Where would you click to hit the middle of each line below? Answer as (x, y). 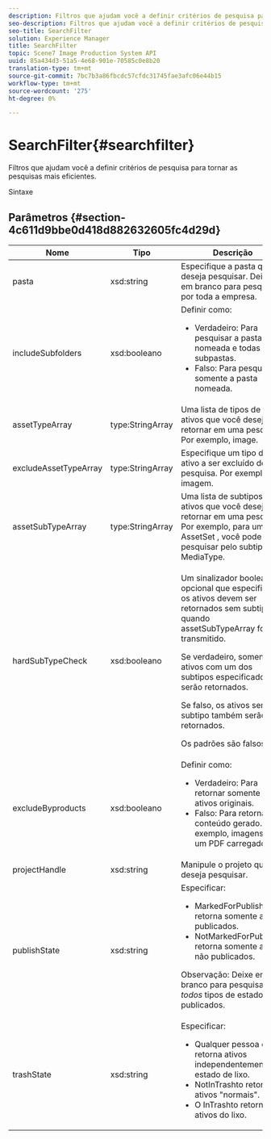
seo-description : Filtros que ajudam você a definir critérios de (122, 23)
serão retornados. (215, 687)
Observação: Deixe (217, 975)
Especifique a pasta (219, 266)
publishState (36, 951)
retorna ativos (221, 1054)
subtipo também (212, 715)
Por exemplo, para (215, 527)
